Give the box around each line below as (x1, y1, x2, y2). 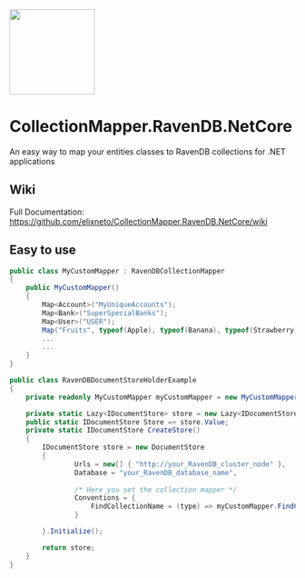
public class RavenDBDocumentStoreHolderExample (9, 376, 197, 385)
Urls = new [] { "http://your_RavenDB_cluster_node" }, (74, 459, 286, 469)
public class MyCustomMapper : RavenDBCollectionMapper (9, 266, 225, 275)
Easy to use (9, 243, 77, 258)
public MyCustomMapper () (25, 284, 120, 293)
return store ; (42, 543, 95, 553)
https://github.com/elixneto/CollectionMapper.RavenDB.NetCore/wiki (9, 215, 268, 226)
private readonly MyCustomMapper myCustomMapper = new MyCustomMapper (25, 393, 299, 402)
